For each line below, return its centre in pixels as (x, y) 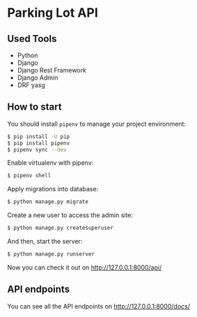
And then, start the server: (45, 242)
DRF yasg (31, 85)
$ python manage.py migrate (48, 202)
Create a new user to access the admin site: (70, 215)
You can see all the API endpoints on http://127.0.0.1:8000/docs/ (98, 306)
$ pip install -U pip (39, 137)
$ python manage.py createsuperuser (60, 228)
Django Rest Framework (52, 70)
